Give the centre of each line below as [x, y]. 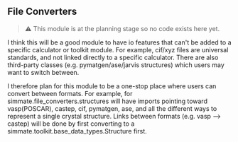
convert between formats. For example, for [70, 93]
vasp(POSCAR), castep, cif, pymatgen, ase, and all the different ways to [112, 108]
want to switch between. [43, 72]
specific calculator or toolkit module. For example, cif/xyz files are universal [118, 49]
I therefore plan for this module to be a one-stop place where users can [112, 86]
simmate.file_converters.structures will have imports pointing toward [108, 101]
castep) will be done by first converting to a [71, 124]
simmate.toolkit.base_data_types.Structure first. [77, 131]
